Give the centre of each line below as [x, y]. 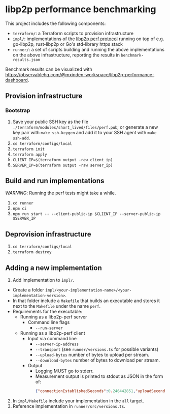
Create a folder [28, 290]
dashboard [16, 80]
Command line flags [49, 322]
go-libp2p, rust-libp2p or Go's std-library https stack [68, 44]
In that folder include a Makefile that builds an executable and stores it [86, 301]
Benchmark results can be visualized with [49, 69]
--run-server [49, 328]
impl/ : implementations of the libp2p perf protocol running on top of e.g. [88, 39]
